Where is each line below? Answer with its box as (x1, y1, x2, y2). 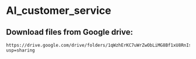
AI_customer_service (6, 4, 112, 17)
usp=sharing (6, 47, 35, 53)
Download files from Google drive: (6, 27, 133, 37)
